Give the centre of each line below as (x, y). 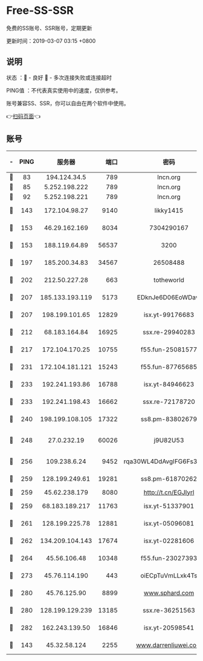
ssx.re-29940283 (169, 332)
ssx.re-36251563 (169, 610)
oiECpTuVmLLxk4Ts (169, 575)
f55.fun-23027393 (169, 558)
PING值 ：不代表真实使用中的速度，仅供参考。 (64, 90)
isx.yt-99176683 (169, 314)
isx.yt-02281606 (169, 541)
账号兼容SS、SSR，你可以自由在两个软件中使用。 (68, 103)
